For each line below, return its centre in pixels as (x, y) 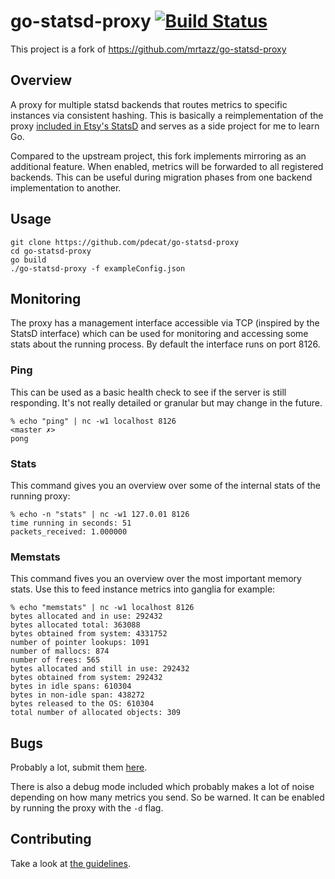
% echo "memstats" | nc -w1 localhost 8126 (102, 608)
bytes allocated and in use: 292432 (86, 616)
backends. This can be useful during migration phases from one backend (161, 177)
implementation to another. (66, 187)
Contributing (51, 839)
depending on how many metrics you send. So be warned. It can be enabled (167, 797)
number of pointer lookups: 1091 (80, 643)
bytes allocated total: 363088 (75, 625)
